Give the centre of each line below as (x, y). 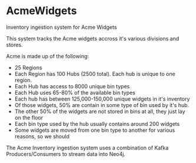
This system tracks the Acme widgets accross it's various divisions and (93, 38)
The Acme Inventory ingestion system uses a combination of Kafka (87, 148)
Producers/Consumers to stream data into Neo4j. (66, 154)
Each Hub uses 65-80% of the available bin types (75, 92)
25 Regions (28, 67)
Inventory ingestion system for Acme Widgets (62, 27)
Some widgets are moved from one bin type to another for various (95, 130)
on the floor (29, 117)
